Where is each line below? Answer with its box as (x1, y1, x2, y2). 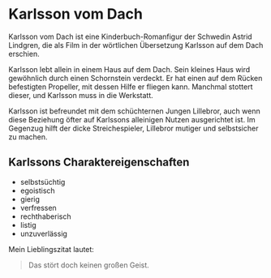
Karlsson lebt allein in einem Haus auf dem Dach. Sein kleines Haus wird (8, 64, 251, 74)
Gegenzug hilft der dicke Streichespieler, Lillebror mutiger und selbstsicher (8, 123, 259, 133)
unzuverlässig (19, 229, 67, 238)
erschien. (8, 49, 40, 58)
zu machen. (8, 131, 48, 142)
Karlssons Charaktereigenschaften (8, 156, 190, 169)
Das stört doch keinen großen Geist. (28, 260, 150, 270)
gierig (19, 194, 41, 203)
